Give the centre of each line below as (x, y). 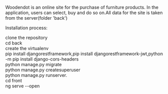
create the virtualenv (27, 48)
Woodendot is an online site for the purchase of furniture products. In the (82, 7)
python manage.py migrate (34, 64)
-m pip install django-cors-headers (42, 59)
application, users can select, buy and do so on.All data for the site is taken (84, 13)
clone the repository (26, 38)
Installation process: (26, 28)
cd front (13, 81)
